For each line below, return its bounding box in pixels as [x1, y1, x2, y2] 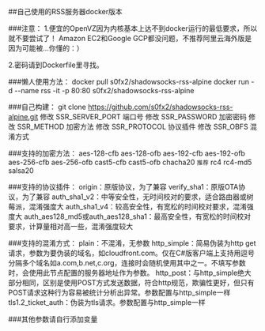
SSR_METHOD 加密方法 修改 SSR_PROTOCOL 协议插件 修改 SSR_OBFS [17, 122, 248, 131]
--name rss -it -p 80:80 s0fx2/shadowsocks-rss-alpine [14, 86, 195, 95]
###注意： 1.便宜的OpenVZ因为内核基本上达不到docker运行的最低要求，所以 [8, 24, 258, 33]
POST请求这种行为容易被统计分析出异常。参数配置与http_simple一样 [8, 288, 231, 297]
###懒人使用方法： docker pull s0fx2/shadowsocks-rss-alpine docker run [8, 77, 250, 86]
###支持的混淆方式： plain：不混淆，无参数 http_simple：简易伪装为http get [8, 239, 256, 247]
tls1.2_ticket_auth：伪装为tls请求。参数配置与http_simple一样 [8, 298, 206, 307]
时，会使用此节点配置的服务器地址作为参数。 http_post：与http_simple [8, 268, 238, 277]
